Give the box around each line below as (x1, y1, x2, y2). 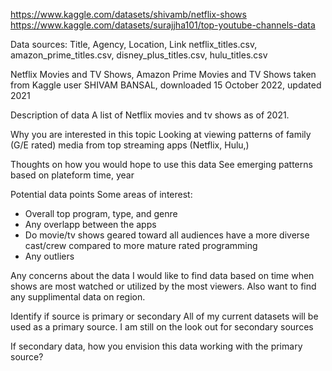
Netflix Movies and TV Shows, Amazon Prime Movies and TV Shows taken (10, 69, 317, 80)
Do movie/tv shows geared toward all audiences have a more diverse (24, 229, 310, 241)
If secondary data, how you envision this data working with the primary (10, 340, 303, 352)
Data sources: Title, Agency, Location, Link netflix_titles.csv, (10, 39, 258, 50)
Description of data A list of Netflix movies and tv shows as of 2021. (10, 109, 290, 121)
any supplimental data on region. (10, 291, 146, 303)
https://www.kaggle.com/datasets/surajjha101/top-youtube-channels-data (10, 19, 316, 31)
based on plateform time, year (10, 169, 135, 181)
